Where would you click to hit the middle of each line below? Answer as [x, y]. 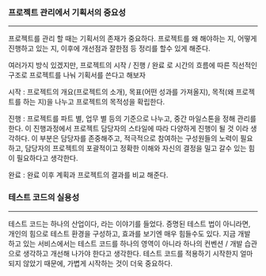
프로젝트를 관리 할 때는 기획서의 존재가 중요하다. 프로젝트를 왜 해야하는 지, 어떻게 [133, 39]
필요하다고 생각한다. [47, 158]
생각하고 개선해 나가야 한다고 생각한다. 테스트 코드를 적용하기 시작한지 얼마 [138, 253]
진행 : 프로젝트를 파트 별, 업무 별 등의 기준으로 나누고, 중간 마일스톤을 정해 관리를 [133, 119]
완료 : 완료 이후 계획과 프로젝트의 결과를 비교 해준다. [88, 175]
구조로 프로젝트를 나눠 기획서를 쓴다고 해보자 [77, 75]
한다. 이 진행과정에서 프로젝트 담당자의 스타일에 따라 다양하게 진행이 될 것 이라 [129, 129]
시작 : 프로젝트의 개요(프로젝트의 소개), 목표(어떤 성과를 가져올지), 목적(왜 [121, 92]
